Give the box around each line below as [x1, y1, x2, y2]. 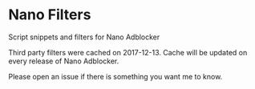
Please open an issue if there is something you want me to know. [8, 71, 223, 81]
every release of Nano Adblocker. [8, 56, 119, 66]
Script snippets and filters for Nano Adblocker [8, 32, 160, 42]
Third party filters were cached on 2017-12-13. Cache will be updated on [8, 47, 248, 57]
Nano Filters [8, 6, 91, 24]
